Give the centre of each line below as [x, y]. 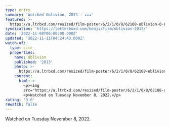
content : [24, 76]
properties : [23, 52]
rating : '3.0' [20, 100]
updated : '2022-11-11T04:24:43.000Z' [45, 39]
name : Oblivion [30, 57]
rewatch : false [21, 105]
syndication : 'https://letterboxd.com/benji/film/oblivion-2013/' [77, 29]
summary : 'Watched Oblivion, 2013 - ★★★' [50, 15]
